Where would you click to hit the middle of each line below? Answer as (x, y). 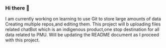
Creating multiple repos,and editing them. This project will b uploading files (83, 24)
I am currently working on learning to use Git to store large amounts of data (83, 19)
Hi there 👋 (18, 8)
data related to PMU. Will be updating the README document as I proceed (82, 35)
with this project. (23, 40)
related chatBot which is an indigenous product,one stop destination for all (82, 29)
